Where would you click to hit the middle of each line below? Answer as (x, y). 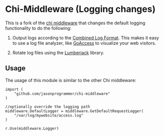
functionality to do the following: (38, 28)
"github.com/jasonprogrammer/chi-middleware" (62, 94)
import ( (14, 89)
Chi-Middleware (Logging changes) (81, 9)
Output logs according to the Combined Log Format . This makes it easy (86, 38)
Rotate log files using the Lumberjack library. (58, 53)
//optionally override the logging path (48, 107)
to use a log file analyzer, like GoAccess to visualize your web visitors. (84, 43)
